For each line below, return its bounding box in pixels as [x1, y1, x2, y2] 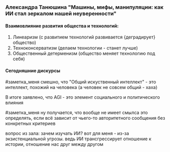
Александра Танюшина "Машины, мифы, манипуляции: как [5, 4, 164, 11]
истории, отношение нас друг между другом [5, 141, 104, 147]
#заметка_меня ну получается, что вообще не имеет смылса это [5, 110, 148, 116]
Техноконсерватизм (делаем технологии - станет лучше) [12, 45, 138, 51]
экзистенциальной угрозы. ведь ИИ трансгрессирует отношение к [5, 136, 152, 142]
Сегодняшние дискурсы [5, 68, 60, 74]
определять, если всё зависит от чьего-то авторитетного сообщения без [5, 115, 165, 121]
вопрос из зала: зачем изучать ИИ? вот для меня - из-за [5, 131, 129, 137]
